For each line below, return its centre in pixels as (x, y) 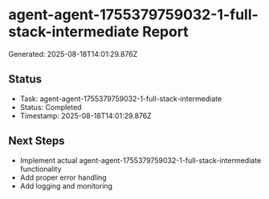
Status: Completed (51, 107)
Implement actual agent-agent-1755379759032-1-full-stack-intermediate (141, 160)
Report (165, 32)
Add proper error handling (63, 177)
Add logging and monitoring (66, 185)
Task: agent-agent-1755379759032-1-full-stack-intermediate (121, 99)
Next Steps (37, 141)
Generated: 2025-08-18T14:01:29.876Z (73, 54)
